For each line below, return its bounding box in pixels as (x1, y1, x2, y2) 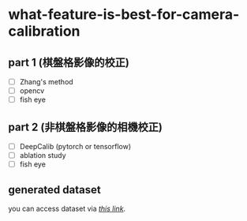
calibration (8, 22, 80, 40)
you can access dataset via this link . (8, 204, 126, 213)
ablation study (19, 151, 66, 160)
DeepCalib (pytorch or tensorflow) (19, 142, 132, 151)
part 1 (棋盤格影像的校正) (8, 55, 130, 69)
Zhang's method (19, 77, 73, 86)
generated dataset (8, 183, 101, 197)
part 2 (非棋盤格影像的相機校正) (8, 120, 163, 133)
